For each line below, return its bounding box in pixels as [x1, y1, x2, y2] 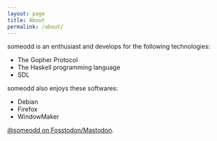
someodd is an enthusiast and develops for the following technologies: [7, 43, 211, 51]
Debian [17, 98, 38, 106]
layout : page [7, 10, 45, 17]
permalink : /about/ [7, 23, 64, 30]
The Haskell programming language [17, 64, 121, 72]
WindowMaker [17, 112, 59, 121]
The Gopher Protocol [17, 56, 78, 64]
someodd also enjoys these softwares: [7, 84, 119, 93]
